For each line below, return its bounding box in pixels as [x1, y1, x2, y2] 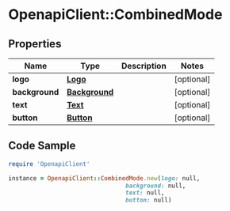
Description [121, 61, 167, 71]
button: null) [125, 196, 172, 205]
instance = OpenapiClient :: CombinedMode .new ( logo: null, [8, 174, 201, 183]
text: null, [125, 189, 165, 197]
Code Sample [8, 139, 76, 153]
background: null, [125, 182, 186, 190]
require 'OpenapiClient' [8, 160, 90, 168]
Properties [8, 37, 62, 51]
